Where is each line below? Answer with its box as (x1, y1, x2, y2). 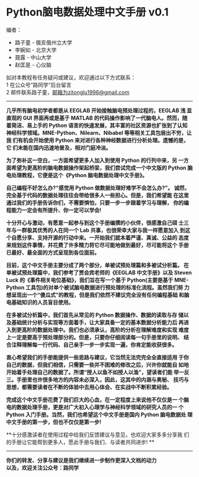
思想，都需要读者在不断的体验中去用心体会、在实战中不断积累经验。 (6, 383, 172, 390)
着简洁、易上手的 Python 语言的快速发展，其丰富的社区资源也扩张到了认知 (6, 121, 188, 128)
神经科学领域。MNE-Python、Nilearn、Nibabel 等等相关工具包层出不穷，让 (6, 129, 192, 136)
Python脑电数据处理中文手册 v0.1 (6, 5, 169, 19)
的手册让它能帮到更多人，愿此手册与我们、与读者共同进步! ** (6, 438, 155, 445)
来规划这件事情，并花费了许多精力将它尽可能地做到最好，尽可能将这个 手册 (6, 241, 190, 249)
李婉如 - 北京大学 (14, 46, 57, 54)
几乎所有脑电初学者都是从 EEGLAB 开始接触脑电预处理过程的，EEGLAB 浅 (6, 106, 186, 114)
